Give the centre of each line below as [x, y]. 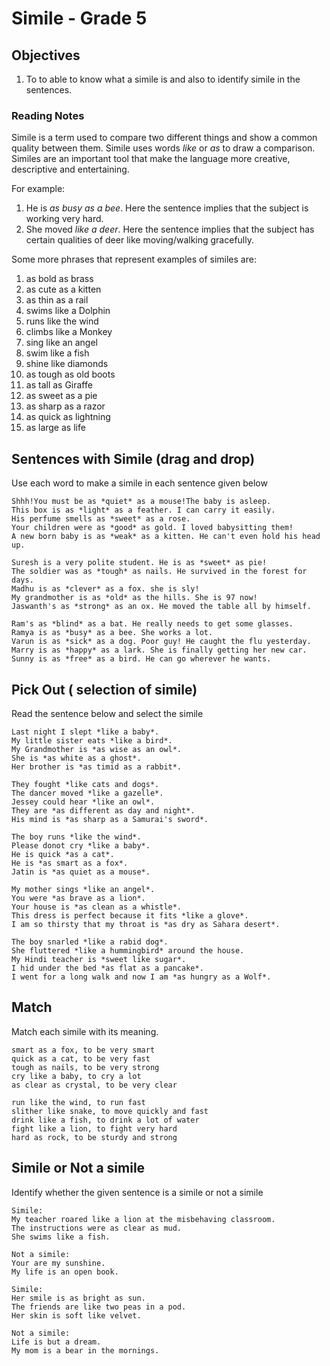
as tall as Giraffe [59, 385]
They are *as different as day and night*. [103, 810]
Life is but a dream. [56, 1342]
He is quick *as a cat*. [63, 854]
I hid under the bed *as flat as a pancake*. [107, 968]
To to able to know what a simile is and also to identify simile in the [163, 79]
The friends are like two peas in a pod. [99, 1307]
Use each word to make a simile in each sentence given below [139, 483]
